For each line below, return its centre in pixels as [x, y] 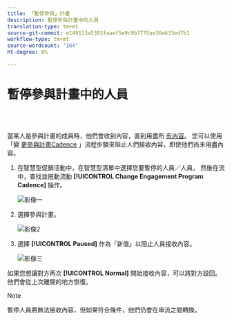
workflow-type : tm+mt [38, 39]
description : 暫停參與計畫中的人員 [53, 20]
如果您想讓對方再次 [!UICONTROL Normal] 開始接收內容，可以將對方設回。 [114, 273]
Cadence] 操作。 [41, 185]
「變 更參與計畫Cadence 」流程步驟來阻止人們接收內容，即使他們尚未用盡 [113, 144]
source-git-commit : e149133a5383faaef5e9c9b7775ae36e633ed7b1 [98, 33]
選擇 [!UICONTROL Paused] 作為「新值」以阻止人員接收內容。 [106, 243]
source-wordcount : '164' [43, 46]
